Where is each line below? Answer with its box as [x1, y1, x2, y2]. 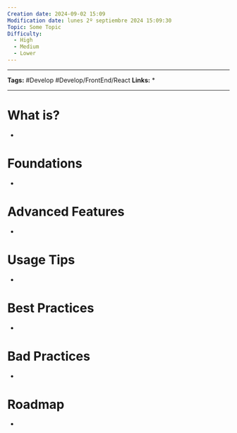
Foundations [7, 156, 83, 171]
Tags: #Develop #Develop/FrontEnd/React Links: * [7, 76, 155, 84]
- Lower [13, 50, 37, 57]
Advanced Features [7, 203, 125, 219]
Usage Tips [7, 252, 75, 267]
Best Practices [7, 300, 95, 316]
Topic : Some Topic [7, 23, 61, 30]
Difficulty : [7, 30, 42, 37]
